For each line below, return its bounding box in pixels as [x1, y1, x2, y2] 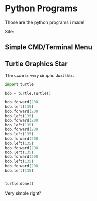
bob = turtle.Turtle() [5, 91, 51, 96]
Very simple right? [5, 190, 41, 196]
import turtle [5, 82, 34, 87]
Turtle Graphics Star [5, 59, 68, 68]
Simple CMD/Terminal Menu [5, 43, 93, 51]
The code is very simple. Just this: [5, 73, 74, 78]
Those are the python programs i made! [5, 19, 85, 25]
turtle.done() [5, 181, 34, 186]
